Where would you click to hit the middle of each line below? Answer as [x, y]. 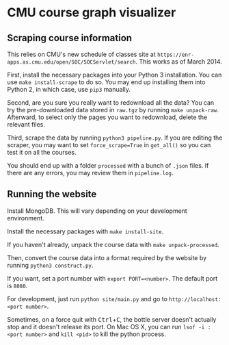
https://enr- [176, 55]
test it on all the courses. [42, 152]
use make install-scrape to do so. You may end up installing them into [106, 82]
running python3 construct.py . [50, 265]
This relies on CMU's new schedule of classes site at [81, 54]
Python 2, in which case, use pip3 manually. [69, 89]
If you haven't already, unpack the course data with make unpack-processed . [113, 244]
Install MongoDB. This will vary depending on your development [97, 211]
